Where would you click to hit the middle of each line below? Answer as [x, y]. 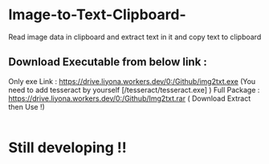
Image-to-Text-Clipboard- [97, 15]
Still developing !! [67, 148]
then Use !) [27, 106]
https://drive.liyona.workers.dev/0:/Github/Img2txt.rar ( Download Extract [130, 98]
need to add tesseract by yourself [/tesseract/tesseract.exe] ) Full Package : [134, 90]
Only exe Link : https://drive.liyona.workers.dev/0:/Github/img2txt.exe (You [132, 81]
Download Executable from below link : [108, 62]
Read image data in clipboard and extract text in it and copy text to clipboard [135, 37]
